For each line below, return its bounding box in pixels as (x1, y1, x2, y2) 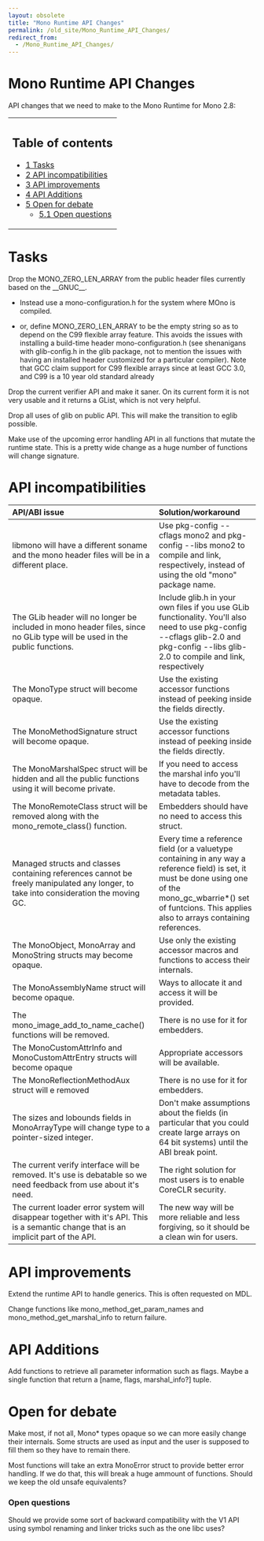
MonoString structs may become (12, 950, 134, 961)
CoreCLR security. (158, 1184, 226, 1195)
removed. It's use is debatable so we (12, 1170, 148, 1181)
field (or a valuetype (158, 843, 233, 854)
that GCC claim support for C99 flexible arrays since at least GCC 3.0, (19, 363, 246, 373)
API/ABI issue (12, 507, 64, 518)
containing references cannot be (12, 868, 133, 879)
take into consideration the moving (12, 888, 140, 899)
